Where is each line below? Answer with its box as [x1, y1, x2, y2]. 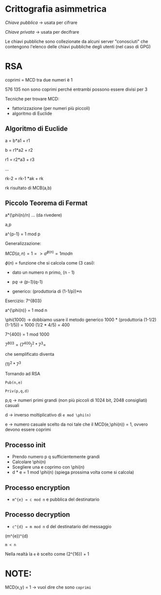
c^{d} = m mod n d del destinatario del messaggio [12, 523, 112, 529]
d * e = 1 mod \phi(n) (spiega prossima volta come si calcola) [12, 470, 134, 475]
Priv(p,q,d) [5, 389, 29, 394]
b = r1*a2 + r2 [5, 147, 33, 153]
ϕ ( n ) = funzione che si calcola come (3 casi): [5, 260, 95, 266]
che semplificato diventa [5, 351, 54, 357]
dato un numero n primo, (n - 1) [12, 269, 75, 275]
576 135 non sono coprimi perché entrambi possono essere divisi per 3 [5, 86, 147, 92]
